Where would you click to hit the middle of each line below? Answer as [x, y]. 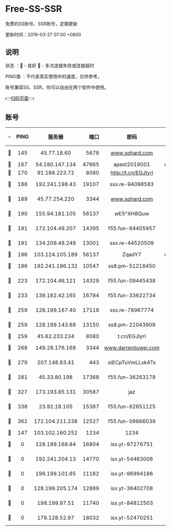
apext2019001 [132, 164]
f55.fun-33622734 [132, 295]
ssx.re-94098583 [132, 184]
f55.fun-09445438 [132, 281]
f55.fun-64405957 [132, 228]
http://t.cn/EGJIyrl [132, 173]
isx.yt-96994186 [132, 473]
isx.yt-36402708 [132, 488]
